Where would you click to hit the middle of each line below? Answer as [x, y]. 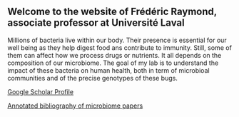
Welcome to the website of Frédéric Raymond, [112, 12]
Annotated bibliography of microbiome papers [75, 106]
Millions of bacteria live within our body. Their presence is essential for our [117, 40]
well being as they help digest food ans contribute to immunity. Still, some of [119, 47]
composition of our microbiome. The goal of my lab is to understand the [113, 63]
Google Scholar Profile [40, 91]
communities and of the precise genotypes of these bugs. [93, 78]
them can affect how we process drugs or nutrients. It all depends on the [115, 55]
